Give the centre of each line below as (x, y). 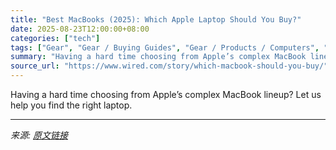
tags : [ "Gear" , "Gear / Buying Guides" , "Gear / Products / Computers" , (165, 47)
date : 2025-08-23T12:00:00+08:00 (80, 29)
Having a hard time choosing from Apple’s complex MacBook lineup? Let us (166, 94)
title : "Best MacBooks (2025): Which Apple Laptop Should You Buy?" (156, 19)
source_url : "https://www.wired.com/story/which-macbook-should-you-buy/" (169, 66)
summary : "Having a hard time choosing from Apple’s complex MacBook (158, 57)
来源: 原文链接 (39, 135)
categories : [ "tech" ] (55, 38)
